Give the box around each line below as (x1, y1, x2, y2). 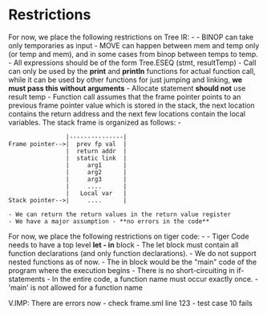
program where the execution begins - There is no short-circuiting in (8, 265, 235, 275)
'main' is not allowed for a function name (8, 283, 143, 292)
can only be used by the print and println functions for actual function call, (8, 66, 256, 75)
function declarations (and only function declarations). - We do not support (8, 248, 257, 258)
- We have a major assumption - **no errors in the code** (8, 217, 210, 226)
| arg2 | (65, 168, 127, 176)
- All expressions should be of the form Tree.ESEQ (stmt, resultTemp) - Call (8, 58, 257, 67)
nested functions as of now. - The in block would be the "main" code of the (8, 257, 257, 267)
